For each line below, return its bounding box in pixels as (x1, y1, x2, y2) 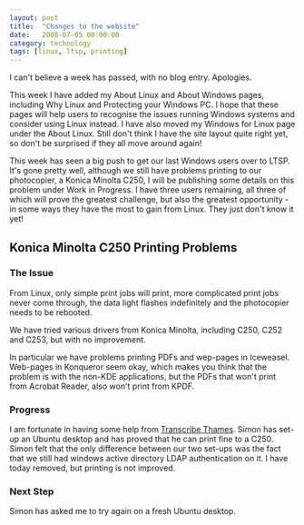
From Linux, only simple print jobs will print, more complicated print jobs (9, 287, 279, 298)
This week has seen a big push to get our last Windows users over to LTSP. (9, 155, 290, 166)
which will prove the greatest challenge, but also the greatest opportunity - (9, 194, 289, 205)
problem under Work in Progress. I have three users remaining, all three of (9, 184, 287, 195)
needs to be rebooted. (9, 306, 93, 318)
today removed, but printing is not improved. (9, 462, 176, 473)
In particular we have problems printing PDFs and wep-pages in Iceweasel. (9, 352, 290, 362)
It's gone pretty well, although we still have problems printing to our (9, 165, 262, 176)
